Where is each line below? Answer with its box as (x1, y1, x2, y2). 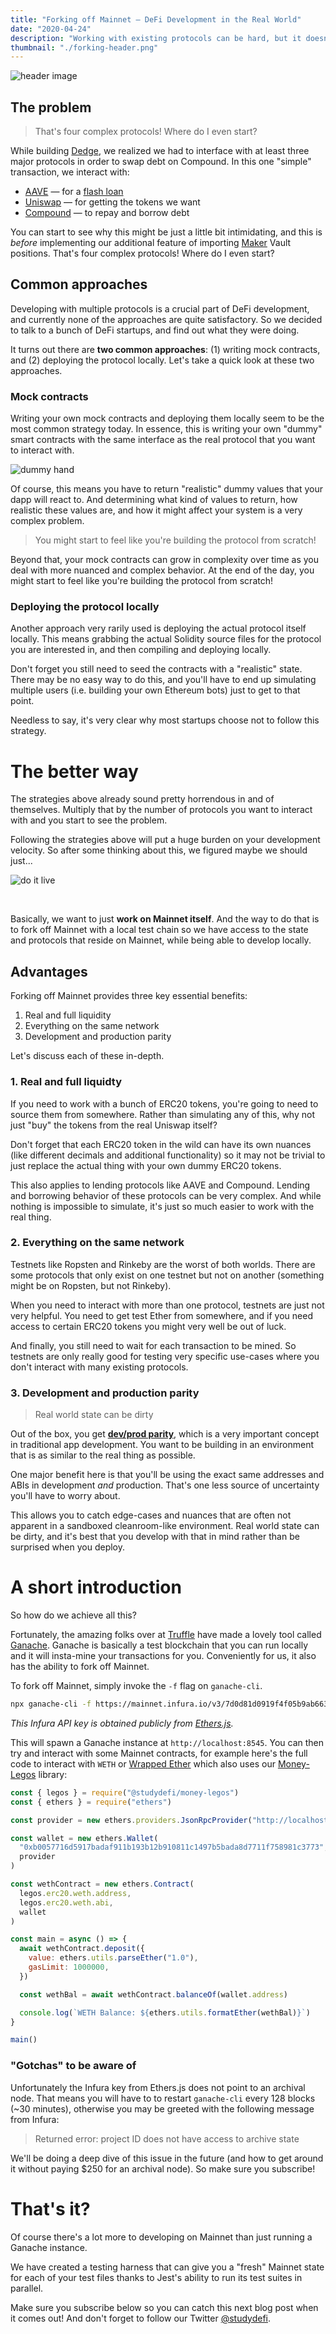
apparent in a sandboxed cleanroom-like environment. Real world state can (10, 1520, 320, 1532)
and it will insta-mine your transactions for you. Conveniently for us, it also (10, 1650, 317, 1662)
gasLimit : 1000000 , (28, 1962, 110, 1973)
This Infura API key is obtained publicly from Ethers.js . (10, 1717, 234, 1729)
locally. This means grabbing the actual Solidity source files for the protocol (10, 633, 322, 645)
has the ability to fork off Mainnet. (10, 1661, 150, 1673)
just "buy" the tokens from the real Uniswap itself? (10, 1119, 218, 1131)
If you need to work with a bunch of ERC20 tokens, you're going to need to (10, 1097, 319, 1110)
